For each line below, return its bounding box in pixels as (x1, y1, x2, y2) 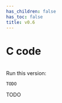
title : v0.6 (6, 19, 35, 25)
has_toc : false (6, 14, 43, 20)
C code (6, 44, 42, 58)
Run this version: (6, 70, 47, 77)
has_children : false (6, 8, 57, 15)
